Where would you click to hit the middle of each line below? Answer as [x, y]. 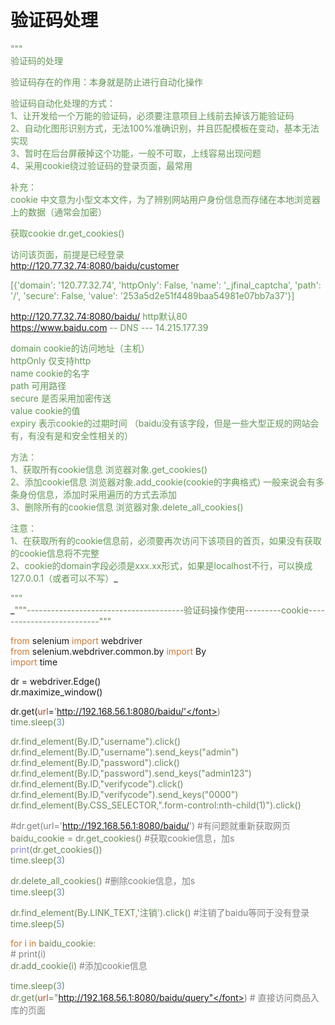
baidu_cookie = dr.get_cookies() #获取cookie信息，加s [122, 838]
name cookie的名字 [50, 373]
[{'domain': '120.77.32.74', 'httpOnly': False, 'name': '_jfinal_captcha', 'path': [166, 285]
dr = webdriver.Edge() [56, 681]
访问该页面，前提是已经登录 [67, 254]
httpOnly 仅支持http [51, 360]
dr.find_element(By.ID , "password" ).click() [95, 762]
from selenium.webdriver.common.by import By [108, 651]
